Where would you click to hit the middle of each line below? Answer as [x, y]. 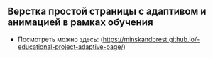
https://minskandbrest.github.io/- [151, 39]
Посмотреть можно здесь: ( [60, 39]
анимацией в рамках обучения [81, 23]
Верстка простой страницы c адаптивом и [107, 12]
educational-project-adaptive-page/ [70, 46]
